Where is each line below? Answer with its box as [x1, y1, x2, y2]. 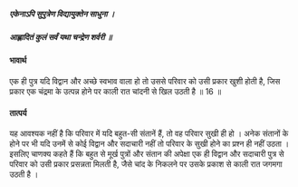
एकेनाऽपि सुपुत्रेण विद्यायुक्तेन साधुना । [9, 8, 115, 19]
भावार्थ [9, 55, 27, 66]
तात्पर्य [9, 107, 27, 118]
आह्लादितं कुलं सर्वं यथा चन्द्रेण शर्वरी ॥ [9, 31, 112, 42]
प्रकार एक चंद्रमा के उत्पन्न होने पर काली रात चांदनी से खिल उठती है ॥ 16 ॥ [9, 85, 222, 96]
